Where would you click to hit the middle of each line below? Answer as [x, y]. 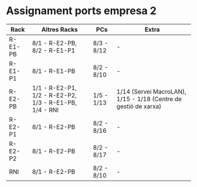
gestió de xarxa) [139, 106]
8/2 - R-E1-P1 [54, 50]
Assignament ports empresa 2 [81, 11]
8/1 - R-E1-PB [54, 71]
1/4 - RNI [45, 110]
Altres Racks [60, 29]
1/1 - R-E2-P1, [55, 88]
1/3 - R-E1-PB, [55, 102]
